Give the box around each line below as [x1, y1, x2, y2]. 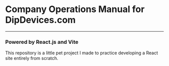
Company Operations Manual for [5, 4, 145, 15]
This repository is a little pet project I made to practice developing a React [5, 50, 158, 56]
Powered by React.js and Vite [5, 38, 79, 45]
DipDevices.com [5, 14, 76, 26]
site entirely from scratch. [5, 55, 59, 61]
